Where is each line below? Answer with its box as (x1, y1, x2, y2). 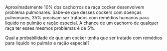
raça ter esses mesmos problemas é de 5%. (5, 25, 96, 31)
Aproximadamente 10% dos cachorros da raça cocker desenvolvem (5, 4, 145, 10)
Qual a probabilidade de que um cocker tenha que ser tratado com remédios (5, 35, 163, 41)
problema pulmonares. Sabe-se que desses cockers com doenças (5, 9, 142, 15)
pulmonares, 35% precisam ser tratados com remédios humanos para (5, 15, 149, 20)
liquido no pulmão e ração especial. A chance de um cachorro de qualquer (5, 20, 159, 26)
